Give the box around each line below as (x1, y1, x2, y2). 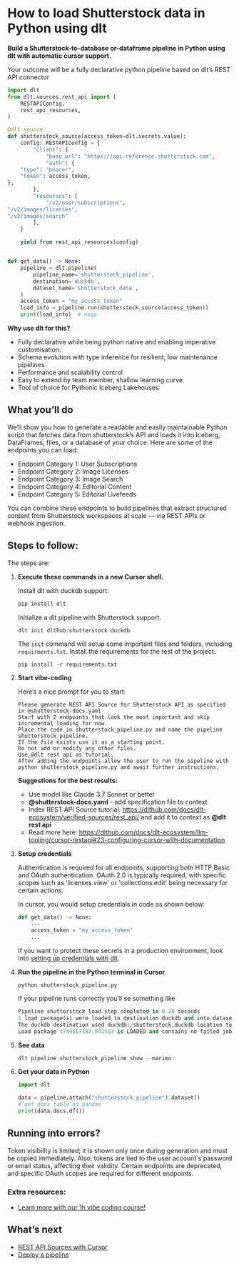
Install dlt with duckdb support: (17, 586, 109, 594)
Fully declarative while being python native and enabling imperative (17, 338, 216, 347)
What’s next (7, 1224, 63, 1236)
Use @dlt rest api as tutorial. (17, 751, 114, 758)
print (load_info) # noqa (20, 311, 98, 319)
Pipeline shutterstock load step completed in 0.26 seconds (17, 1008, 200, 1015)
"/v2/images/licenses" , (7, 206, 78, 213)
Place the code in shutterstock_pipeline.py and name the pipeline (17, 726, 223, 733)
